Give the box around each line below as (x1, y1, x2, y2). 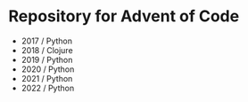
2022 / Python (21, 82, 75, 93)
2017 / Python (21, 35, 73, 46)
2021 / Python (21, 73, 73, 83)
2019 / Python (21, 54, 73, 65)
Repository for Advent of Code (8, 6, 240, 27)
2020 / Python (21, 64, 75, 75)
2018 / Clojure (21, 44, 73, 55)
